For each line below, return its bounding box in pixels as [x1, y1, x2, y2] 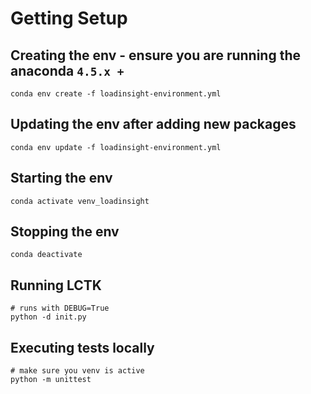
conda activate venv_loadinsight [10, 196, 150, 206]
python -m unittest [10, 375, 92, 385]
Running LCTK [10, 277, 102, 294]
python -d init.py [10, 312, 87, 322]
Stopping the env [10, 223, 120, 241]
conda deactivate [10, 250, 83, 260]
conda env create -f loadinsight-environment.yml [10, 89, 222, 99]
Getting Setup [10, 7, 128, 30]
